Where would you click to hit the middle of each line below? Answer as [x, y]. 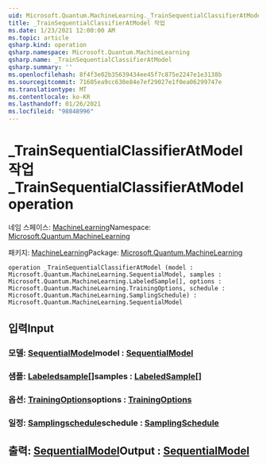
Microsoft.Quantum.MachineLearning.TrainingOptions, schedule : [117, 288]
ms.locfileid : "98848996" [51, 112]
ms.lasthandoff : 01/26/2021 [55, 104]
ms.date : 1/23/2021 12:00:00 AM [62, 30]
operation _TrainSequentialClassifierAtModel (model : [101, 267]
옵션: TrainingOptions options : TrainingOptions [100, 400]
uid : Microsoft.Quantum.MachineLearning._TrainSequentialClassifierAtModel [136, 15]
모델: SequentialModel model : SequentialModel [101, 353]
